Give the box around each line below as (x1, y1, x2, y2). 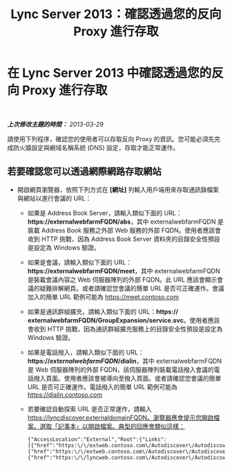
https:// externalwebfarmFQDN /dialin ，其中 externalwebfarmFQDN (27, 357, 222, 365)
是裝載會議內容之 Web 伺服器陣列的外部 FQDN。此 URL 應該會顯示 (27, 275, 217, 284)
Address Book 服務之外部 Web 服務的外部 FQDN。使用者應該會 (41, 226, 222, 234)
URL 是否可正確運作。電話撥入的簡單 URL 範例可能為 (27, 382, 178, 391)
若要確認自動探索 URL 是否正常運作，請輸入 (27, 404, 152, 413)
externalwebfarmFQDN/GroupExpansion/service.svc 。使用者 (27, 316, 209, 324)
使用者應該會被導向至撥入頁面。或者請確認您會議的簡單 (64, 374, 222, 382)
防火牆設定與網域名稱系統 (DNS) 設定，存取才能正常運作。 (12, 143, 180, 152)
